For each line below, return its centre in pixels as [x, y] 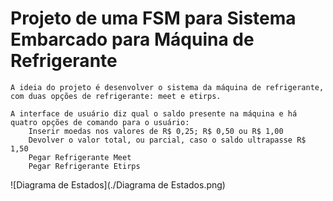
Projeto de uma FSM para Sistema [153, 18]
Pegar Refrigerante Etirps [84, 166]
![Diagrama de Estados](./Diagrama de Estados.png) [118, 184]
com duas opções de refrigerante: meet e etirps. [116, 96]
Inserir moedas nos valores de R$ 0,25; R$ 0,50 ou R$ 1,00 [156, 131]
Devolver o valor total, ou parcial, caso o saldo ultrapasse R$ [167, 140]
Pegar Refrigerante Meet [80, 157]
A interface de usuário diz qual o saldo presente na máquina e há [154, 113]
